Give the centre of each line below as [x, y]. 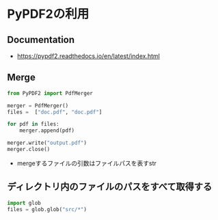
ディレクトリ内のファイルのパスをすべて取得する [110, 187]
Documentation [41, 39]
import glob [24, 203]
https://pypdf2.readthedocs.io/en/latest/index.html [88, 56]
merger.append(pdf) [47, 130]
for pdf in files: [33, 124]
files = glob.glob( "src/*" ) [47, 209]
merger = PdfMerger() [38, 106]
